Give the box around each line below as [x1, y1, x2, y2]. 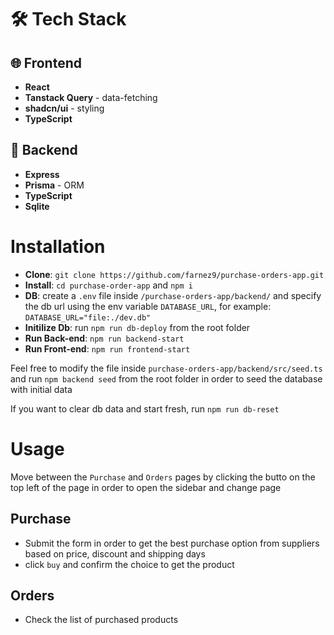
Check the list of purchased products [24, 614, 179, 626]
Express [24, 168, 60, 180]
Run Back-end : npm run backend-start [24, 332, 185, 344]
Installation [10, 236, 106, 258]
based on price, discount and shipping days [24, 547, 206, 560]
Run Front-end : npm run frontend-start [24, 342, 191, 355]
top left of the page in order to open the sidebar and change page [10, 481, 282, 493]
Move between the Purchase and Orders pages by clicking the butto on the [10, 471, 316, 483]
